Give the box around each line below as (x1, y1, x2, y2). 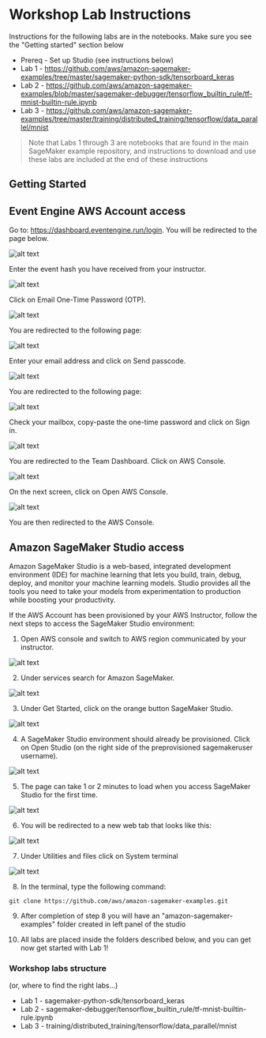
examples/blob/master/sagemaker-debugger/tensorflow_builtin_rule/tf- (20, 88, 253, 98)
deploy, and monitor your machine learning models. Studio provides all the (9, 578, 251, 588)
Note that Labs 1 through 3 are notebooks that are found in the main (28, 137, 249, 147)
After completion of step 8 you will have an (20, 911, 160, 920)
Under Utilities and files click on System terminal (20, 851, 178, 860)
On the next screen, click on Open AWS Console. (9, 487, 168, 497)
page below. (9, 234, 49, 243)
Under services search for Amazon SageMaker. (20, 673, 175, 683)
